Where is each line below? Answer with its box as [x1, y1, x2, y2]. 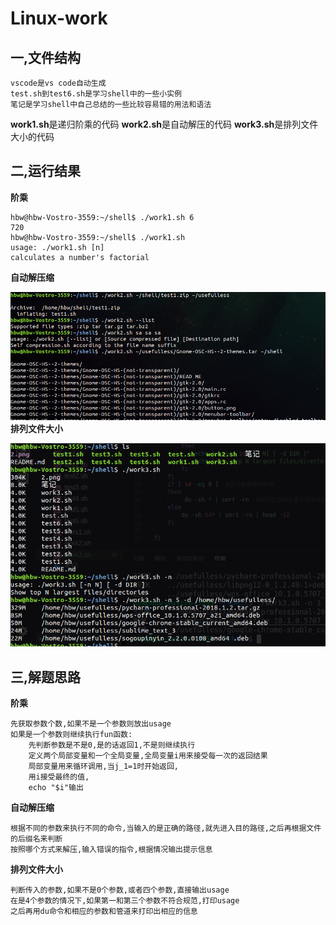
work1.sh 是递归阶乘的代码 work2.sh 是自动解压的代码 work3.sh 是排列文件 [10, 118, 319, 130]
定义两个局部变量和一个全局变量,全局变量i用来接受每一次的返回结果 [28, 751, 268, 761]
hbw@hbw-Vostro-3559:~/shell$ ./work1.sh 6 [10, 212, 195, 222]
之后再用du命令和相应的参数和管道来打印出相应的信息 [10, 907, 198, 917]
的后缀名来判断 [10, 834, 63, 844]
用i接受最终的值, [28, 772, 90, 782]
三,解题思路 [10, 668, 82, 686]
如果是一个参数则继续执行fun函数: [10, 730, 133, 740]
